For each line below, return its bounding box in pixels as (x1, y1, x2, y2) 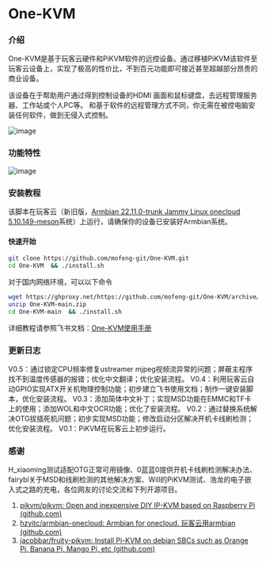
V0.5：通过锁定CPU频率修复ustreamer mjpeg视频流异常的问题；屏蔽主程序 (8, 364, 253, 373)
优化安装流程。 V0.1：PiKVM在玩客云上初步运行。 (8, 423, 170, 433)
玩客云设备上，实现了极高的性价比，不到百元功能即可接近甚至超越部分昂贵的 (8, 64, 258, 74)
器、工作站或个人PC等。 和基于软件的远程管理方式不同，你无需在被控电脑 (8, 101, 249, 110)
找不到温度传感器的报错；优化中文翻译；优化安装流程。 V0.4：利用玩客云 (8, 374, 248, 384)
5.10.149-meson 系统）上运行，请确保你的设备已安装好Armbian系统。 (8, 217, 232, 227)
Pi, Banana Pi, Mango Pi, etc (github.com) (19, 544, 156, 554)
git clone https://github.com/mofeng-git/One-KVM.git (8, 254, 190, 262)
